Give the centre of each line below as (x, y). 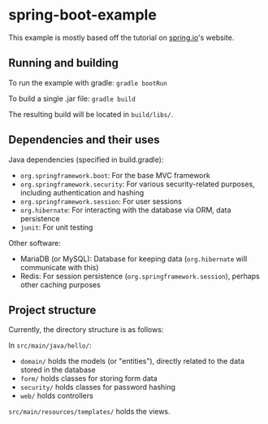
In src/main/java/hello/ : (50, 345)
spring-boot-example (82, 15)
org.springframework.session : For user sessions (101, 201)
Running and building (64, 63)
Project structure (52, 310)
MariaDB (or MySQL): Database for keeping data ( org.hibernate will (134, 259)
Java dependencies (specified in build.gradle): (86, 160)
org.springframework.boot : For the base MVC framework (115, 175)
